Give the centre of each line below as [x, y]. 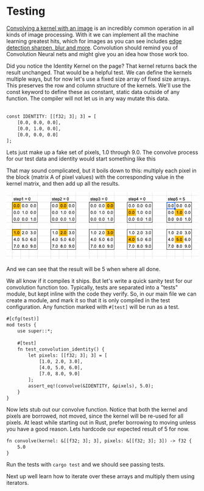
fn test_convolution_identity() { [61, 349]
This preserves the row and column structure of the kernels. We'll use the [98, 85]
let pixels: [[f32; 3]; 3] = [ [68, 355]
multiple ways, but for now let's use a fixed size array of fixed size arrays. [99, 79]
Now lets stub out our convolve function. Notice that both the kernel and [97, 409]
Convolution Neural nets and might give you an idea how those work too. [97, 54]
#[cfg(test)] [23, 319]
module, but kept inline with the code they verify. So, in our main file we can [101, 294]
